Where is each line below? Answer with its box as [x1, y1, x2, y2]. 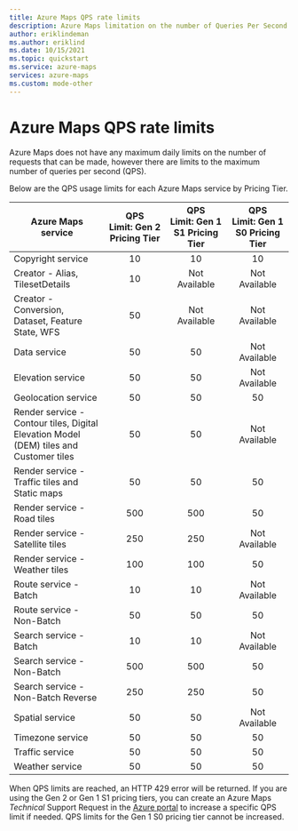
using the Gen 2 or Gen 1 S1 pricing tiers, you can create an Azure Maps [9, 792, 272, 803]
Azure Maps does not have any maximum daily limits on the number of [9, 147, 267, 157]
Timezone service [13, 731, 89, 743]
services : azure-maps [9, 71, 90, 80]
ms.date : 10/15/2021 [9, 46, 86, 55]
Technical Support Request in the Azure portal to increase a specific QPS [9, 802, 277, 812]
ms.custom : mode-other [9, 79, 93, 88]
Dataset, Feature [13, 315, 82, 327]
